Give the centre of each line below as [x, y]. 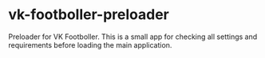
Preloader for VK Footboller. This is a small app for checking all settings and [133, 37]
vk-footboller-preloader [89, 15]
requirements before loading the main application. [90, 44]
